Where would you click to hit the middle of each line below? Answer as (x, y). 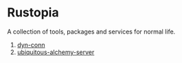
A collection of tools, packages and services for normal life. (91, 32)
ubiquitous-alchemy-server (56, 52)
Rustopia (33, 13)
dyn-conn (31, 45)
